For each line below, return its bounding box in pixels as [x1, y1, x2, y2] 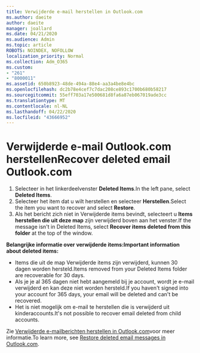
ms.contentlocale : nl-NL [6, 103, 68, 109]
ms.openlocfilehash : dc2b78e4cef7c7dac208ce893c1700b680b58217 [6, 87, 167, 93]
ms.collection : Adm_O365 [6, 59, 68, 65]
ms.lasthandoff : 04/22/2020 [6, 109, 76, 115]
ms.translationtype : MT [6, 97, 66, 103]
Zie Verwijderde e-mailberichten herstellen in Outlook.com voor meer [6, 328, 175, 335]
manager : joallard [6, 25, 52, 32]
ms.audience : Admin [6, 36, 55, 42]
